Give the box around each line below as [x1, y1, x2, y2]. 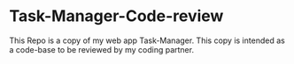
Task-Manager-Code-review [9, 6, 224, 26]
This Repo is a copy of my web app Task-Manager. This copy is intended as [9, 35, 285, 46]
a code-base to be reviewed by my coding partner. [9, 44, 195, 54]
